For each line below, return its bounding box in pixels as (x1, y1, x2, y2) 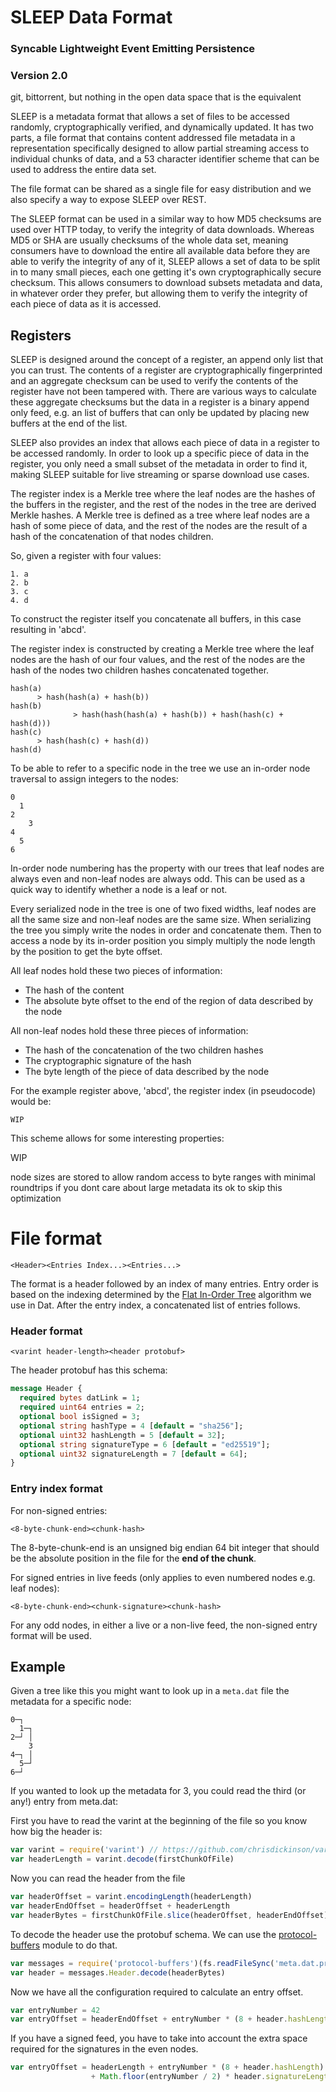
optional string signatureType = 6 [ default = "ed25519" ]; (19, 1439, 271, 1450)
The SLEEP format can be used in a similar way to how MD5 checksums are (10, 213, 322, 225)
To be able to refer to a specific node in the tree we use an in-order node (10, 762, 311, 775)
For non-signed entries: (10, 1504, 108, 1516)
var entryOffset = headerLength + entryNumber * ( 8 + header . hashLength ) (10, 2062, 325, 2073)
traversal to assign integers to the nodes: (10, 773, 179, 785)
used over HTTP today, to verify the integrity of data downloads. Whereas (10, 224, 315, 236)
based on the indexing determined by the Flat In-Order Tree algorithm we (10, 1289, 312, 1301)
